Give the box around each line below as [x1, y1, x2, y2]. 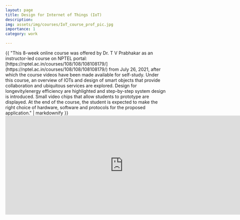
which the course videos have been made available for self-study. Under [5, 72, 159, 77]
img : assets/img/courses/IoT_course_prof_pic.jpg [5, 22, 114, 27]
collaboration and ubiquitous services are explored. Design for [5, 83, 137, 89]
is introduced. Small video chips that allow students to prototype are [5, 93, 150, 99]
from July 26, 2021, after [109, 66, 161, 72]
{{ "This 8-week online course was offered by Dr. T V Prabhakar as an [5, 50, 153, 56]
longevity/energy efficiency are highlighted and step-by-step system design [5, 88, 166, 94]
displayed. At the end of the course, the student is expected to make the [5, 99, 158, 105]
